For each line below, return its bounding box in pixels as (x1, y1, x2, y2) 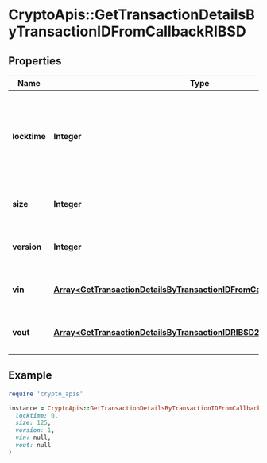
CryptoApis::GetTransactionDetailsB (8, 6, 256, 24)
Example (8, 368, 52, 383)
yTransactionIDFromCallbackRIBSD (8, 22, 246, 41)
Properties (8, 54, 62, 68)
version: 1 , (15, 426, 56, 434)
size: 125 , (15, 419, 52, 427)
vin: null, (15, 434, 52, 442)
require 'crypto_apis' (8, 390, 83, 398)
